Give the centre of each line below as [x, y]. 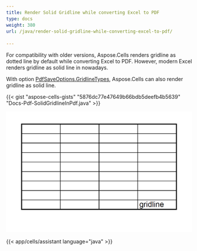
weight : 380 [21, 25]
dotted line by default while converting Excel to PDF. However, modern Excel [99, 62]
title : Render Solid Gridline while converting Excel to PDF [83, 12]
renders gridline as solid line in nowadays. [57, 67]
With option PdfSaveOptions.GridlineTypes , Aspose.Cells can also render [95, 79]
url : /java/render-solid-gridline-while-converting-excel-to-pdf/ [89, 31]
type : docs [19, 19]
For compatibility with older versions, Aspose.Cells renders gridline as [91, 55]
